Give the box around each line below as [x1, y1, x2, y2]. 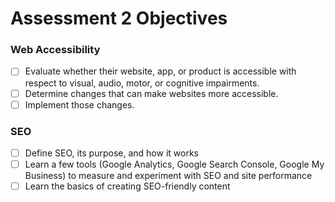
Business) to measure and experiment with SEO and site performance [24, 170, 313, 182]
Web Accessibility [10, 43, 101, 57]
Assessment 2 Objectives [10, 7, 228, 30]
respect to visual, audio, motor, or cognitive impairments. [24, 77, 260, 89]
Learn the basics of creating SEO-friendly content [24, 180, 231, 192]
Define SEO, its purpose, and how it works [24, 147, 199, 159]
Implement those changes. [24, 98, 135, 111]
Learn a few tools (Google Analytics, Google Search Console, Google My [24, 158, 325, 171]
